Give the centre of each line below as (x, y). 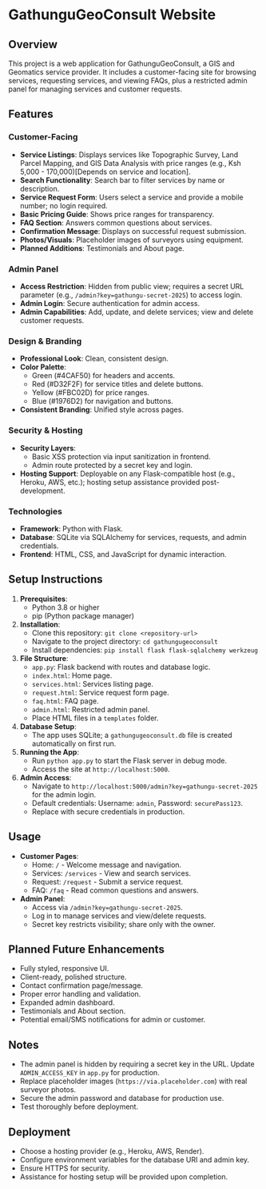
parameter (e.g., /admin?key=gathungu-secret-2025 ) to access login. (131, 295)
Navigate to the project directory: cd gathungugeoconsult (125, 641)
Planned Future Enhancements (87, 949)
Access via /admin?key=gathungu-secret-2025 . (107, 907)
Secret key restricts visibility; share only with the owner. (123, 924)
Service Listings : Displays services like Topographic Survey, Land (129, 155)
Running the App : (50, 752)
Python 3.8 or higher (66, 607)
